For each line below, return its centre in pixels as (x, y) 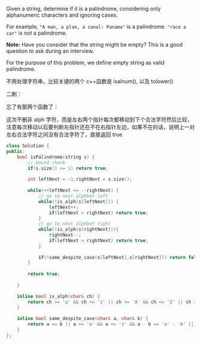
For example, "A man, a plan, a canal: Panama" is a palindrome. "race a (96, 27)
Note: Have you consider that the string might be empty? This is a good (95, 45)
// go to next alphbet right (74, 224)
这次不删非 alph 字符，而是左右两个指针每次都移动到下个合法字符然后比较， (99, 120)
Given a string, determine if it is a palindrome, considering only (83, 9)
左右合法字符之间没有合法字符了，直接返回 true (64, 135)
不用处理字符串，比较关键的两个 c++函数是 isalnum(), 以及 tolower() (90, 81)
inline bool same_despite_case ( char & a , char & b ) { (83, 319)
